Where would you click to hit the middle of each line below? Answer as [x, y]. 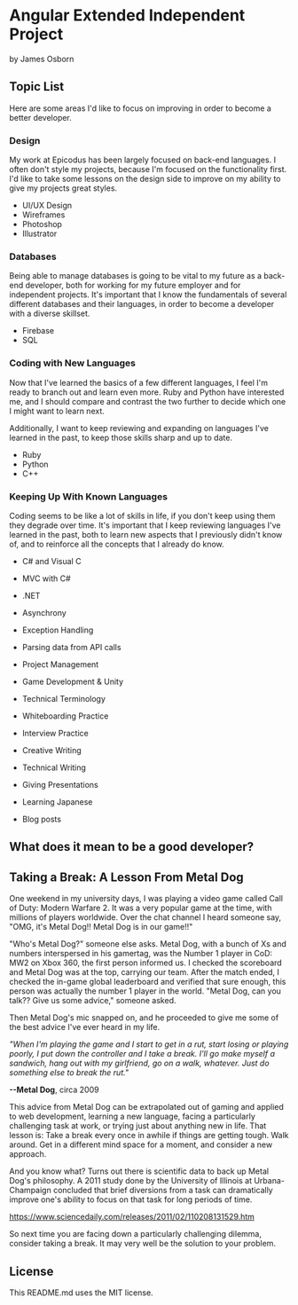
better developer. [41, 117]
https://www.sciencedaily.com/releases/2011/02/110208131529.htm [132, 1217]
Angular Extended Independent [127, 16]
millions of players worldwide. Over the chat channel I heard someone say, [145, 917]
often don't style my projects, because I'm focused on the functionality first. [148, 169]
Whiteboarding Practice [65, 716]
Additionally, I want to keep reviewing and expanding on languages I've [139, 428]
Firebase [38, 331]
